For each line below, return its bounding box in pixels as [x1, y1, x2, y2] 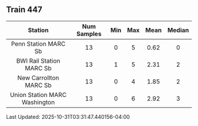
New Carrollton [17, 73, 60, 82]
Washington [21, 98, 55, 106]
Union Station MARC [9, 91, 67, 99]
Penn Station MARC [11, 40, 66, 48]
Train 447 [6, 5, 42, 15]
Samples [76, 30, 102, 38]
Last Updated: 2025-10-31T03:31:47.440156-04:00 [6, 113, 130, 120]
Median [167, 26, 189, 34]
